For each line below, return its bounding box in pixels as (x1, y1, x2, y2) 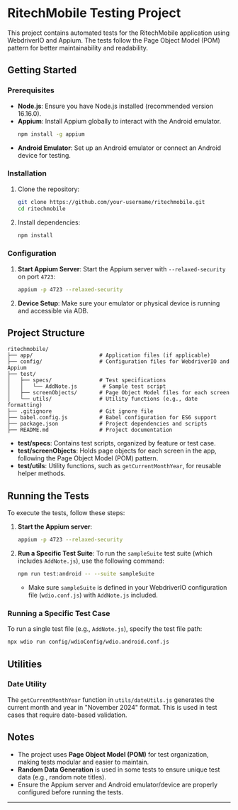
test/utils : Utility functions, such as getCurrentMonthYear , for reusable (17, 462, 222, 470)
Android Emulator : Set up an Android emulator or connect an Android (17, 144, 222, 152)
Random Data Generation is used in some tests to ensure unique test (17, 765, 220, 774)
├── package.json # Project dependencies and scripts (7, 421, 208, 428)
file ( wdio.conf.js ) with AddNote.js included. (28, 590, 158, 599)
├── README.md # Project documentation (7, 426, 173, 434)
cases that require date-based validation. (7, 711, 127, 719)
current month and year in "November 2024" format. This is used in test (7, 703, 217, 711)
